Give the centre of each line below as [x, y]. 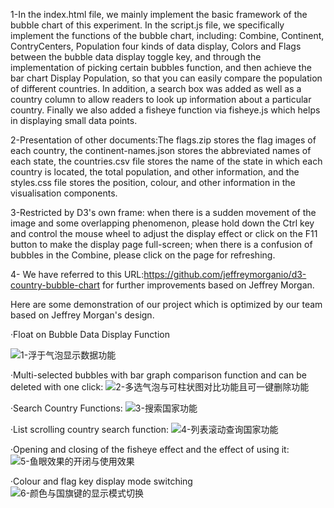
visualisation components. [64, 193]
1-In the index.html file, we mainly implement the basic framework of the [159, 14]
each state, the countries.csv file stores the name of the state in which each [166, 161]
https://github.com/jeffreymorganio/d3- [225, 274]
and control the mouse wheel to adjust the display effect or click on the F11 [164, 233]
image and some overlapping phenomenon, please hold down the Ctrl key [162, 223]
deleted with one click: [57, 387]
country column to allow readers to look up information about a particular [161, 99]
